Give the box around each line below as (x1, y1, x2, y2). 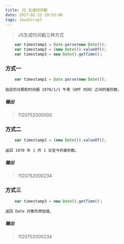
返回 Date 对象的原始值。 (5, 209, 54, 214)
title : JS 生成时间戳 (5, 7, 48, 13)
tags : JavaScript (5, 17, 43, 22)
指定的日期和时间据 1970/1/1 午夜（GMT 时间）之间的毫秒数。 (5, 87, 121, 93)
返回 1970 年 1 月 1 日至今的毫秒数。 (5, 148, 79, 153)
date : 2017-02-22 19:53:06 (5, 12, 63, 18)
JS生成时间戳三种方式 (17, 32, 64, 38)
